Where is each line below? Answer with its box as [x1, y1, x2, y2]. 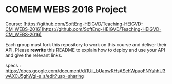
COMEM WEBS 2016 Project [5, 4, 127, 15]
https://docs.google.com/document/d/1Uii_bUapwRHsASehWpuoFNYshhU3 [5, 68, 166, 74]
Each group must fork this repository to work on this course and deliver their [5, 41, 167, 47]
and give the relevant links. [5, 52, 63, 58]
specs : [5, 62, 21, 68]
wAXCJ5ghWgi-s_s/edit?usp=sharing [5, 73, 84, 79]
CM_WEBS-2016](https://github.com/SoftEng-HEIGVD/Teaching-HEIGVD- [5, 26, 162, 32]
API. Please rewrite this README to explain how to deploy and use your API [5, 47, 165, 53]
